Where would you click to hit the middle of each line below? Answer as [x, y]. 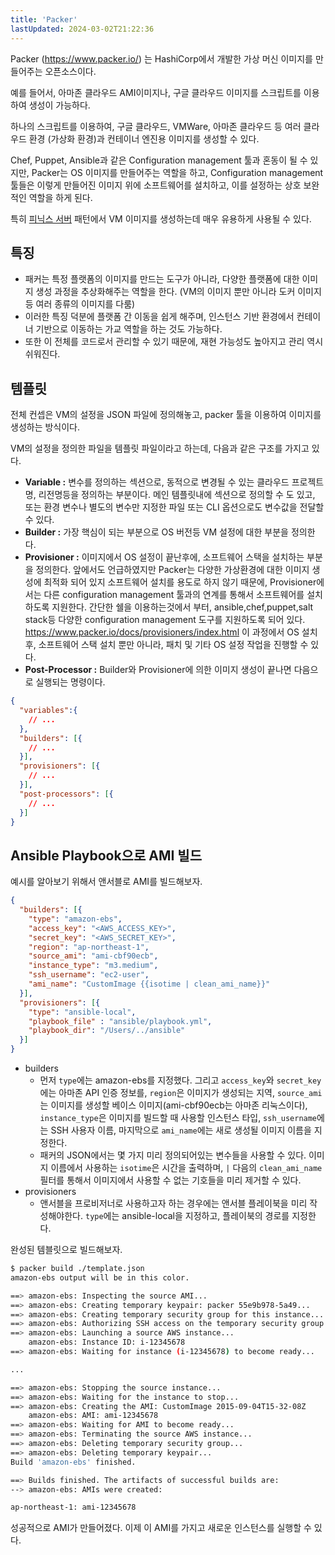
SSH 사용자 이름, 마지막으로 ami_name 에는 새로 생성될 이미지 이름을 [181, 1130]
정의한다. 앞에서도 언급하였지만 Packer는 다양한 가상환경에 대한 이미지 [172, 570]
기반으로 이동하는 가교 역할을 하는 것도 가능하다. [129, 329]
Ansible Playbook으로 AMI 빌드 [106, 855]
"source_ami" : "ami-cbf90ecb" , [93, 956]
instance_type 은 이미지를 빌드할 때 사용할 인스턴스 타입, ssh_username [178, 1118]
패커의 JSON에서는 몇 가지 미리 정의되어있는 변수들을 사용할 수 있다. [173, 1155]
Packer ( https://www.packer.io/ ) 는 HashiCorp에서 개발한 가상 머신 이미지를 [161, 58]
